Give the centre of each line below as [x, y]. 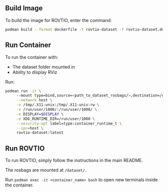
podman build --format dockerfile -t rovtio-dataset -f [64, 29]
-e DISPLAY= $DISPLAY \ [40, 114]
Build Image [24, 8]
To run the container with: [32, 57]
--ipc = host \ [30, 128]
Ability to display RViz [35, 72]
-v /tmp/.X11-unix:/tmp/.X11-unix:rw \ [58, 105]
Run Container [28, 45]
